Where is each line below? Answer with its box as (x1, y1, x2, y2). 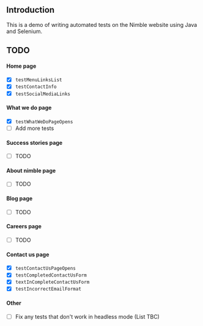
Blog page (6, 195, 33, 202)
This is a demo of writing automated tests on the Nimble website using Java (6, 21, 197, 28)
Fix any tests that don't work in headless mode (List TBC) (15, 313, 160, 320)
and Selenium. (6, 27, 43, 35)
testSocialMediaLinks (15, 91, 70, 97)
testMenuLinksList (15, 77, 62, 83)
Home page (6, 62, 37, 70)
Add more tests (15, 125, 54, 132)
